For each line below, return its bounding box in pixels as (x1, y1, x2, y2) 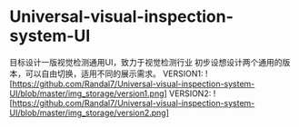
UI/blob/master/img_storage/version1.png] (9, 88, 168, 99)
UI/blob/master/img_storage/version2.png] (9, 107, 170, 118)
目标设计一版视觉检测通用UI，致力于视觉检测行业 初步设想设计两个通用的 (9, 56, 284, 67)
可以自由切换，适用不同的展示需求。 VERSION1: (25, 68, 204, 79)
